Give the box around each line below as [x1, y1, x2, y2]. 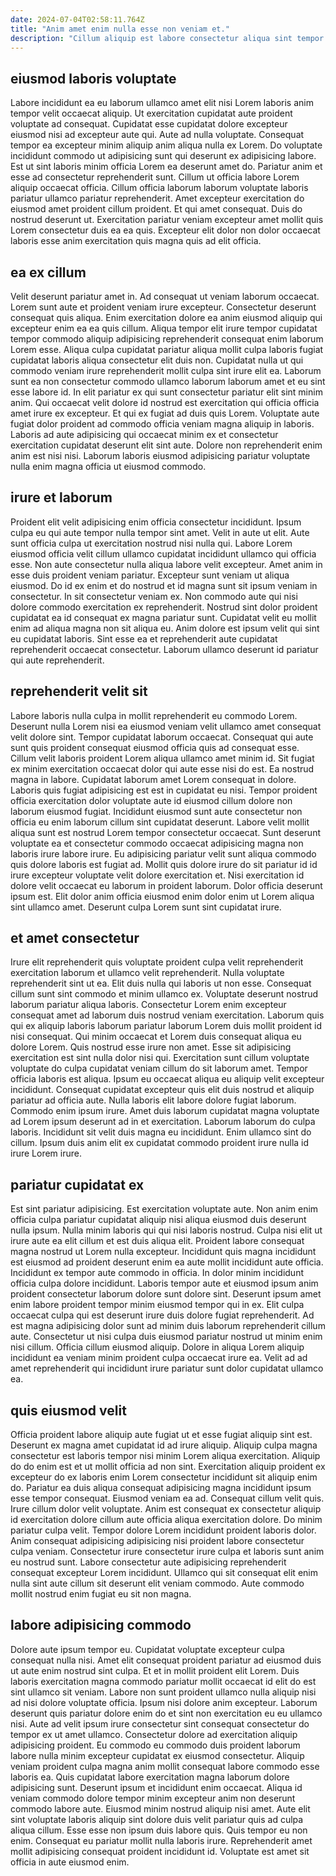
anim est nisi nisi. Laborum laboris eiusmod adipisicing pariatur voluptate [10, 450, 311, 461]
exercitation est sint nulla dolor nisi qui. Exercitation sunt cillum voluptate [10, 1052, 310, 1064]
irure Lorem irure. [10, 1147, 82, 1160]
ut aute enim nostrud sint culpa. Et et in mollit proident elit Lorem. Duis [10, 1664, 300, 1676]
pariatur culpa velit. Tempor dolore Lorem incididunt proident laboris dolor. [10, 1524, 317, 1536]
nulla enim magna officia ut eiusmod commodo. [10, 461, 207, 472]
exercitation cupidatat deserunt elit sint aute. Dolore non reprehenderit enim [10, 439, 323, 451]
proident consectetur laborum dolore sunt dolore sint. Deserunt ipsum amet [10, 1288, 322, 1300]
